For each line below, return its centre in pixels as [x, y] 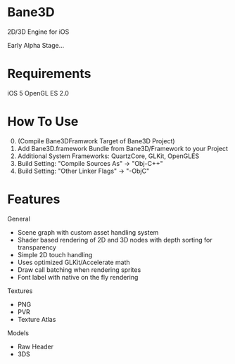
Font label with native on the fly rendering [78, 277]
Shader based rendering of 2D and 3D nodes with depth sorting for [115, 240]
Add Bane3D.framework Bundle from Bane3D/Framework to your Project [123, 148]
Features [34, 199]
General [19, 219]
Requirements [49, 74]
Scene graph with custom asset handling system [88, 232]
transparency [37, 247]
